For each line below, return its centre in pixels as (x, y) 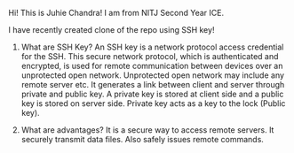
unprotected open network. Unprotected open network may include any (153, 75)
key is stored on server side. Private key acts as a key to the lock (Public (153, 103)
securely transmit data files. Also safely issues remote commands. (142, 139)
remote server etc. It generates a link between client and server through (153, 84)
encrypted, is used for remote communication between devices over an (152, 66)
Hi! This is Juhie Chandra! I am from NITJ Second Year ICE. (116, 13)
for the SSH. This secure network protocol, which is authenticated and (150, 56)
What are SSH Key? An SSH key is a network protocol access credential (152, 47)
